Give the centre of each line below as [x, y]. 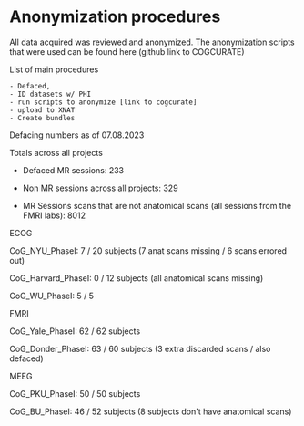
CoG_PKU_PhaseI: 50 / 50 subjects [75, 393]
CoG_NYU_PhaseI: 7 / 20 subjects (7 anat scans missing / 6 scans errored [148, 250]
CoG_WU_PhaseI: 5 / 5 [51, 296]
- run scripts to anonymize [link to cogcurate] [103, 102]
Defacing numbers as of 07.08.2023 [77, 135]
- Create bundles [42, 118]
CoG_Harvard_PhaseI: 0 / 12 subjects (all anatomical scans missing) [137, 278]
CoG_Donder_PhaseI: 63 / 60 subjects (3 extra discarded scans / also [140, 348]
